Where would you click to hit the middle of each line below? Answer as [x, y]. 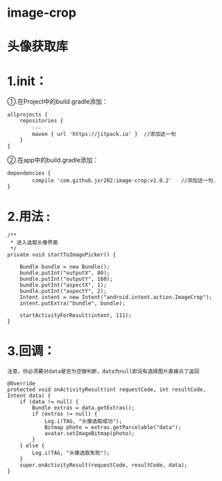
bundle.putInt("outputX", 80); [65, 273]
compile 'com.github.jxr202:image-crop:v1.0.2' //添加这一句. [124, 181]
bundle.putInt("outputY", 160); [66, 279]
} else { [32, 446]
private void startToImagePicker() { [62, 255]
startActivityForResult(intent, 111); [76, 316]
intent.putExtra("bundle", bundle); [73, 303]
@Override [22, 384]
